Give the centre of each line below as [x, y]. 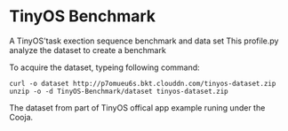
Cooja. [21, 117]
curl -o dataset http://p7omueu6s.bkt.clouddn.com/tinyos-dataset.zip [143, 83]
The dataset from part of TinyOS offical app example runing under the [137, 107]
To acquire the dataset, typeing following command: [104, 67]
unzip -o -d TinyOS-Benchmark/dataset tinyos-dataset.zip [119, 91]
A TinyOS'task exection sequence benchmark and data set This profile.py [144, 41]
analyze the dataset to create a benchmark [88, 50]
